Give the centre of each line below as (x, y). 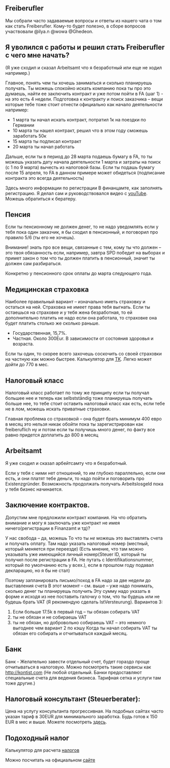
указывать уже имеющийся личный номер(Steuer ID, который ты (76, 554)
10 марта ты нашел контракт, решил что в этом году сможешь (80, 130)
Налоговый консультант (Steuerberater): (73, 699)
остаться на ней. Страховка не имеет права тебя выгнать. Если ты (78, 307)
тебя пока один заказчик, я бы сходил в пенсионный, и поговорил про (82, 232)
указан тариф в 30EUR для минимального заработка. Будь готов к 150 (81, 717)
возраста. (23, 344)
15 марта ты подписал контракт (47, 141)
